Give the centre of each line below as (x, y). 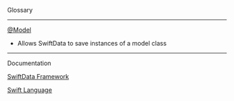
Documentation (29, 63)
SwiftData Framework (38, 76)
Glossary (20, 10)
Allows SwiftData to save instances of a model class (92, 43)
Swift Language (30, 90)
